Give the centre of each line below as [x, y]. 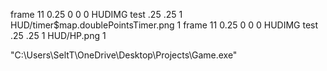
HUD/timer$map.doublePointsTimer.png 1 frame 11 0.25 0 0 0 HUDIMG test [164, 25]
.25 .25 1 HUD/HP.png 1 [58, 35]
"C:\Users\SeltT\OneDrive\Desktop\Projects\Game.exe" [124, 55]
